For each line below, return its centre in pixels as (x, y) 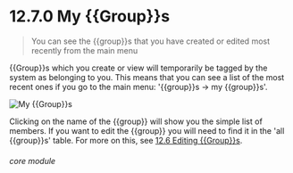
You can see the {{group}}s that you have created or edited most (151, 41)
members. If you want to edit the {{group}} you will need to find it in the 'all (147, 130)
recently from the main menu (84, 50)
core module (33, 161)
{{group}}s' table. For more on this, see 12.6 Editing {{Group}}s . (126, 140)
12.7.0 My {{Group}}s (90, 16)
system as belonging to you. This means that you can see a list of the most (147, 77)
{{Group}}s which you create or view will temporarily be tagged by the (138, 68)
